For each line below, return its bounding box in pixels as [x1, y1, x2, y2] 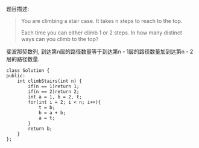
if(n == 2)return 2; [28, 89, 80, 95]
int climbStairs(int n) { [17, 78, 83, 84]
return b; [28, 126, 52, 132]
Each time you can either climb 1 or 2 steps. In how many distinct [21, 29, 182, 36]
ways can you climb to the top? [21, 36, 99, 42]
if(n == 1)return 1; [28, 83, 80, 89]
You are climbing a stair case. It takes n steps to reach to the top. [21, 18, 183, 24]
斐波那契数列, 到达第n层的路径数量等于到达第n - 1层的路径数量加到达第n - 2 [6, 48, 194, 55]
